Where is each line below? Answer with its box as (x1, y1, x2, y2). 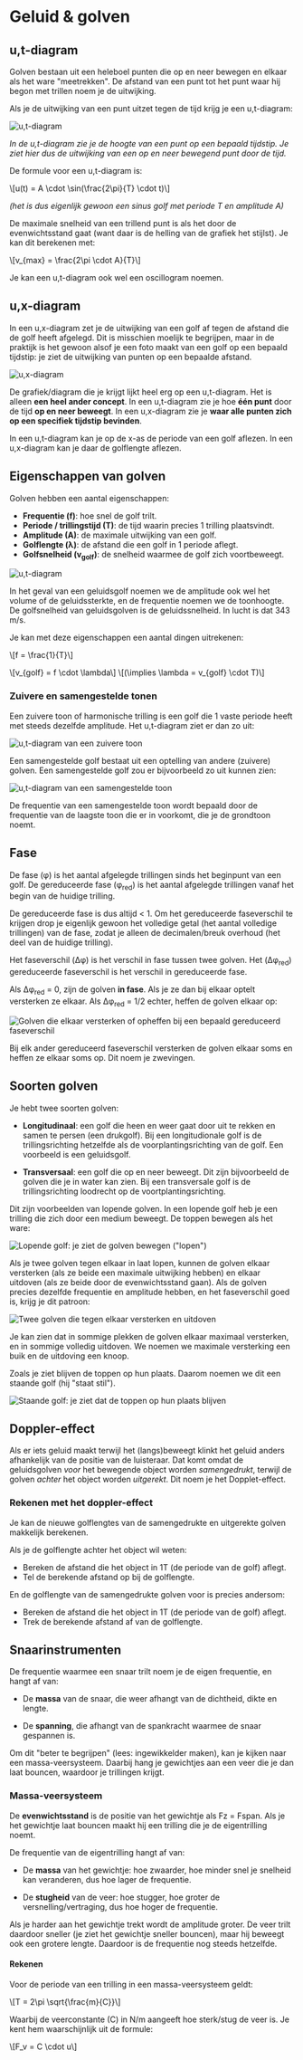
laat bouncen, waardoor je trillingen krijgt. (9, 1767, 165, 1778)
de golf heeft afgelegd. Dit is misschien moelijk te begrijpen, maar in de (9, 332, 275, 343)
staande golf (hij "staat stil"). (9, 1378, 116, 1388)
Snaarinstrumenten (9, 1643, 122, 1658)
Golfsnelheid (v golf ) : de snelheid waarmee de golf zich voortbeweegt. (22, 548, 285, 562)
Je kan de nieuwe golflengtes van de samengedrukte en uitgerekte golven (9, 1517, 287, 1528)
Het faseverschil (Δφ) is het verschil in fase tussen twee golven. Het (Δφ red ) (9, 955, 292, 968)
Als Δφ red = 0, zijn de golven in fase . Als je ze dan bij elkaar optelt (9, 984, 256, 997)
